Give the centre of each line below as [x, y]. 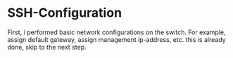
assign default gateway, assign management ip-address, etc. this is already [117, 39]
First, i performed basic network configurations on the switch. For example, [116, 32]
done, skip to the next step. [47, 47]
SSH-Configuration [64, 13]
